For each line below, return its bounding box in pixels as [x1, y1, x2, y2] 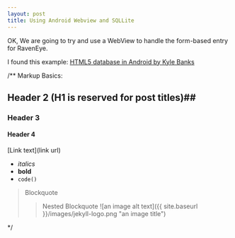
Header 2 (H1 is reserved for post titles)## [7, 91, 196, 103]
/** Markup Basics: [7, 71, 63, 80]
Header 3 [7, 112, 40, 122]
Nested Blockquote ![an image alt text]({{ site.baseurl [42, 202, 198, 210]
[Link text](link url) [7, 146, 62, 155]
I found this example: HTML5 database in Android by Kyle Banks [7, 57, 195, 66]
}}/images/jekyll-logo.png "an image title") [42, 210, 166, 218]
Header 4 [7, 130, 35, 138]
